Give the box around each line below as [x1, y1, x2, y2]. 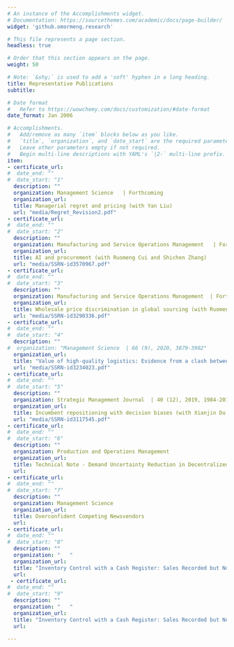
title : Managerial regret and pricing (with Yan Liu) [13, 202, 173, 209]
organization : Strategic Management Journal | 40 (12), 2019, [13, 397, 201, 404]
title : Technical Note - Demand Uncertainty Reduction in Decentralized [13, 461, 229, 468]
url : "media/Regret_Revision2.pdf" [13, 209, 117, 216]
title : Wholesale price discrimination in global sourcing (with [13, 305, 208, 313]
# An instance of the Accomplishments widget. [7, 10, 145, 17]
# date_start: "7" [7, 487, 64, 494]
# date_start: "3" [7, 280, 64, 287]
